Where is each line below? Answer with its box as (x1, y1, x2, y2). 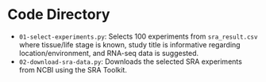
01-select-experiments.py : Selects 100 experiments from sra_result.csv (18, 32, 258, 41)
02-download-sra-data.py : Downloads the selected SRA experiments (18, 57, 243, 66)
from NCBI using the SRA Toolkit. (18, 65, 128, 74)
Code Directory (7, 6, 110, 24)
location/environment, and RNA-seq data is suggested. (18, 48, 199, 58)
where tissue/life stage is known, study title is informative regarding (18, 39, 241, 49)
